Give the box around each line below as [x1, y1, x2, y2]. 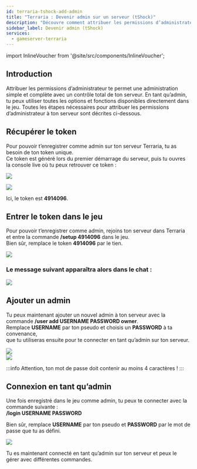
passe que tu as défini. [6, 427, 62, 434]
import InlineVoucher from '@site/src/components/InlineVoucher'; [6, 52, 165, 59]
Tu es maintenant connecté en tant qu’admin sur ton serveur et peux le [6, 450, 177, 457]
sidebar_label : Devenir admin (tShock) [6, 25, 104, 31]
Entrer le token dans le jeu [6, 212, 103, 222]
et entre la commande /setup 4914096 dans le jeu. [6, 234, 130, 241]
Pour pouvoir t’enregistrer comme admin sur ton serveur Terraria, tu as [6, 142, 177, 149]
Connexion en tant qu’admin [6, 381, 112, 391]
